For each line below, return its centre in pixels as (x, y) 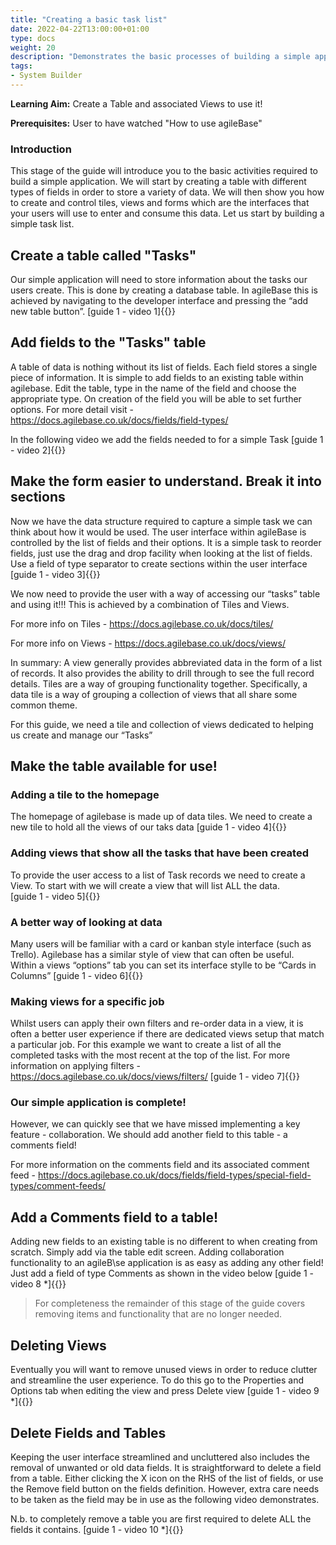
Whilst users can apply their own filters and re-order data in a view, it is (157, 1023)
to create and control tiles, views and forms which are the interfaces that (160, 203)
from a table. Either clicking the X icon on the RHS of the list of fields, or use (167, 1478)
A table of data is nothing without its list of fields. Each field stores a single (164, 367)
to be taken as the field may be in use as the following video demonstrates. (165, 1499)
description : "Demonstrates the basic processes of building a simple (160, 57)
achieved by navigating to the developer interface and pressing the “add (159, 300)
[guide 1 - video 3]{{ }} (55, 574)
